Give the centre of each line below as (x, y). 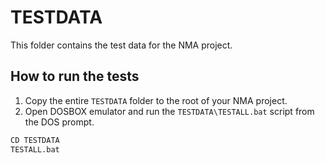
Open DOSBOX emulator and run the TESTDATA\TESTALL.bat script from (169, 111)
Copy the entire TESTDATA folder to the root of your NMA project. (156, 100)
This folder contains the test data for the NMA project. (121, 45)
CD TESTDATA (35, 140)
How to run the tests (75, 76)
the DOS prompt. (59, 122)
